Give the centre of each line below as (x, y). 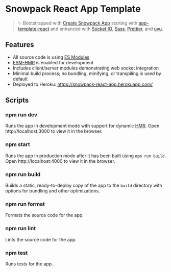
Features (20, 45)
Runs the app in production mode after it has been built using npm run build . (86, 156)
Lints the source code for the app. (41, 239)
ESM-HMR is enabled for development (53, 62)
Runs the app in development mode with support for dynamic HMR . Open (82, 126)
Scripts (17, 100)
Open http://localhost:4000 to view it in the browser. (60, 161)
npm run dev (21, 115)
